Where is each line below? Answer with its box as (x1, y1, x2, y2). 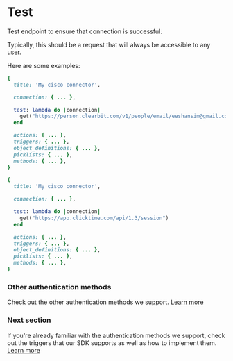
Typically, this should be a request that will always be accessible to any (7, 40, 211, 49)
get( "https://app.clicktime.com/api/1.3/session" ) (19, 215, 169, 221)
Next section (7, 315, 51, 325)
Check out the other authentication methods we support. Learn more (7, 298, 204, 306)
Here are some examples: (7, 61, 81, 69)
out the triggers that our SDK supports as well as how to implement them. (7, 338, 217, 347)
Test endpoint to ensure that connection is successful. (7, 27, 163, 35)
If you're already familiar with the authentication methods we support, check (7, 331, 225, 339)
